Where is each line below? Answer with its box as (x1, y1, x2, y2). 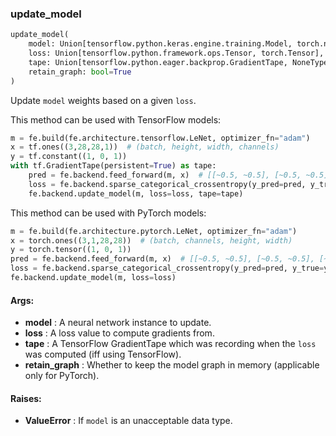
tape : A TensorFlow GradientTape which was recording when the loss (24, 338, 317, 350)
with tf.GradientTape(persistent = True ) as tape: (10, 161, 217, 171)
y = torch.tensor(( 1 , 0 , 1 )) (10, 245, 132, 255)
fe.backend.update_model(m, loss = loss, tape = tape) (28, 188, 244, 199)
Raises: (10, 392, 42, 404)
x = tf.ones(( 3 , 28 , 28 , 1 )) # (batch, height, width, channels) (10, 142, 280, 152)
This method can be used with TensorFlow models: (10, 113, 222, 126)
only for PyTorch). (24, 370, 100, 382)
